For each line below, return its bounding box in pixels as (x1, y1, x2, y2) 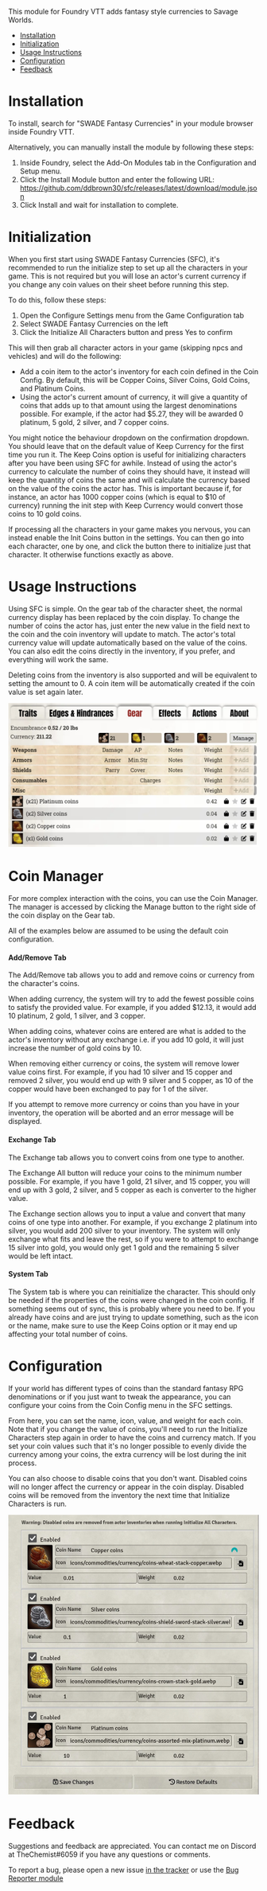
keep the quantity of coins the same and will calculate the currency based (8, 475, 250, 485)
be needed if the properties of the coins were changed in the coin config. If (8, 1295, 254, 1304)
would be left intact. (8, 1251, 74, 1261)
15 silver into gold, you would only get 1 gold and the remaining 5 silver (8, 1242, 240, 1252)
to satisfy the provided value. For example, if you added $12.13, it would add (8, 1003, 257, 1012)
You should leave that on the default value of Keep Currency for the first (8, 441, 244, 450)
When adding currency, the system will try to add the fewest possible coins (8, 994, 254, 1004)
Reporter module (8, 1873, 64, 1883)
